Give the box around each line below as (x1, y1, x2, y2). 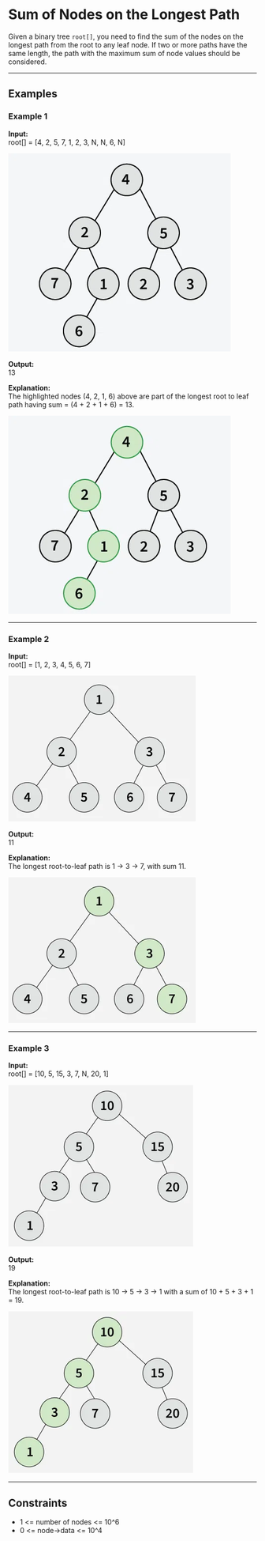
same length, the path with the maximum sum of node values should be (8, 48, 241, 58)
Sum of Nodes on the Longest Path (8, 6, 241, 24)
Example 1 (8, 111, 48, 122)
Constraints (8, 1496, 68, 1509)
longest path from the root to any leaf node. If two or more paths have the (8, 40, 248, 49)
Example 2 (8, 633, 50, 644)
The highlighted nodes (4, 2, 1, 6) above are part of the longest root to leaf (8, 391, 249, 401)
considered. (8, 57, 47, 66)
